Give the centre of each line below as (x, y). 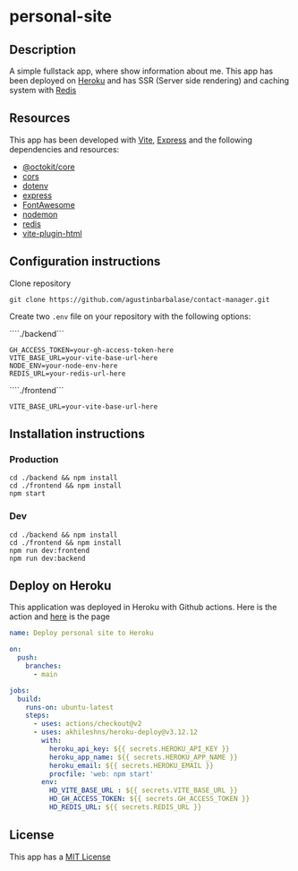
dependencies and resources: (64, 149)
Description (43, 50)
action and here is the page (60, 617)
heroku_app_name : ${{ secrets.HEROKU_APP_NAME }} (144, 757)
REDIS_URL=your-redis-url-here (68, 374)
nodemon (40, 214)
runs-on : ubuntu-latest (70, 707)
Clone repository (40, 283)
